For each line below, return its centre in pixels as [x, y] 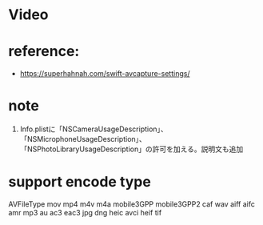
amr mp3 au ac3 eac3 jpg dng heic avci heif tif [85, 213]
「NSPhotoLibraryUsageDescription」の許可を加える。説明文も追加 [131, 149]
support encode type [80, 182]
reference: [44, 52]
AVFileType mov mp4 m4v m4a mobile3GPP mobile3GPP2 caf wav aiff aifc [132, 204]
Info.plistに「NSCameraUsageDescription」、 [94, 129]
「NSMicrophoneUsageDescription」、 [83, 139]
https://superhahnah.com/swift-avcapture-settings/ [105, 74]
